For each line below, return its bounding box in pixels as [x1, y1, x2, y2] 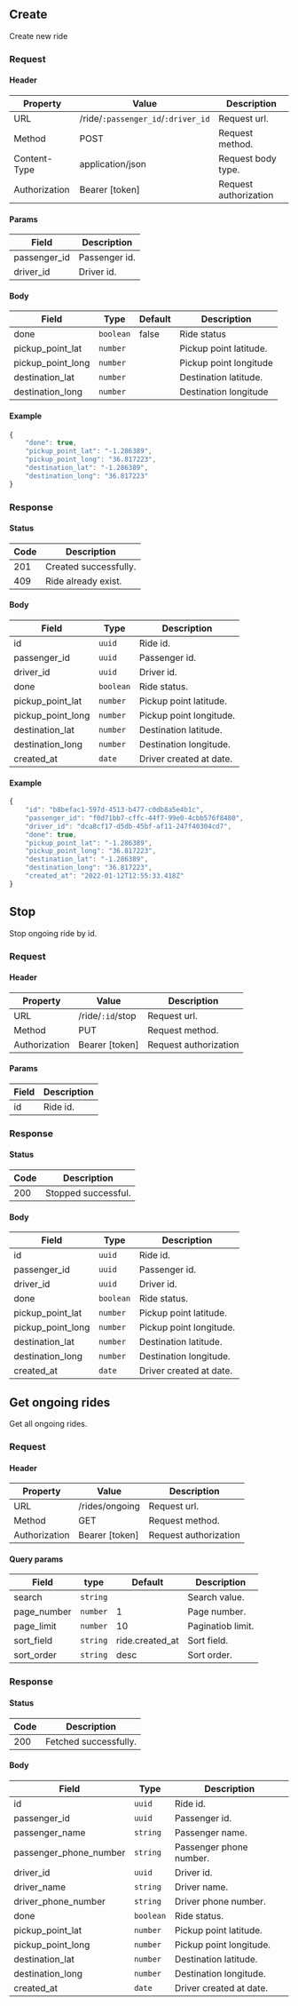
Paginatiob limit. [187, 1620, 255, 1633]
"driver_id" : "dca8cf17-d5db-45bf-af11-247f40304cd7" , [25, 822, 232, 831]
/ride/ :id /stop [78, 1009, 137, 1022]
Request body [218, 152, 277, 164]
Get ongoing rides [9, 1395, 111, 1410]
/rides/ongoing [78, 1501, 140, 1513]
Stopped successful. [45, 1187, 131, 1199]
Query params [9, 1554, 64, 1564]
